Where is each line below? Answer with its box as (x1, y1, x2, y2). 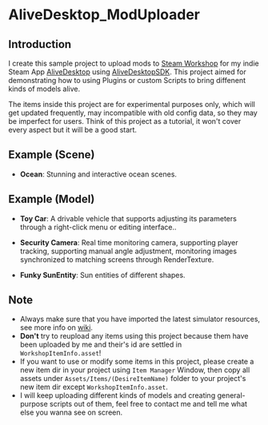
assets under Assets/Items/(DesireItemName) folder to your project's (19, 374, 246, 383)
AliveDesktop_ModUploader (8, 6, 201, 24)
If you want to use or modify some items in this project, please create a (19, 357, 254, 367)
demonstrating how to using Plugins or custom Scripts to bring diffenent (8, 76, 246, 85)
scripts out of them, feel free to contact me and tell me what (49, 399, 248, 409)
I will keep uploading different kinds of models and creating (19, 391, 216, 400)
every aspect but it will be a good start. (8, 125, 138, 134)
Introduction (8, 38, 72, 51)
